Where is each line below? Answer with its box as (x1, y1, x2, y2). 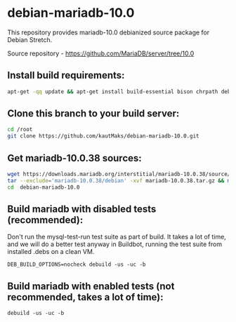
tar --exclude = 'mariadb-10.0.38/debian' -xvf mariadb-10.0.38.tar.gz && (7, 177, 225, 184)
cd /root (7, 126, 33, 133)
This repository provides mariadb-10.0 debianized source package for (7, 28, 210, 36)
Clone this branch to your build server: (7, 107, 180, 120)
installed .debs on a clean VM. (7, 248, 95, 256)
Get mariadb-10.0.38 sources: (7, 152, 142, 164)
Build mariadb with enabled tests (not (7, 280, 175, 292)
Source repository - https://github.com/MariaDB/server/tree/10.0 (7, 49, 195, 58)
